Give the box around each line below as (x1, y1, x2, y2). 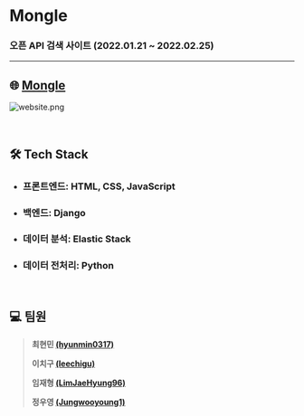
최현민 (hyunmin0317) (31, 338, 115, 349)
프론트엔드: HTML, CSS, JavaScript (22, 180, 176, 193)
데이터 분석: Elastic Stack (22, 232, 131, 245)
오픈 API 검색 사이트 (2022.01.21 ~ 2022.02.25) (9, 40, 214, 52)
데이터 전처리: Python (22, 260, 115, 272)
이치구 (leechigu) (31, 358, 96, 369)
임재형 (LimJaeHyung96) (31, 377, 126, 388)
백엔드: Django (22, 206, 86, 219)
